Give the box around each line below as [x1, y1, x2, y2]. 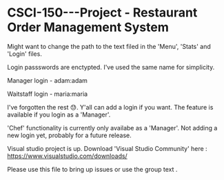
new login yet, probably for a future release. [7, 131, 132, 139]
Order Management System [7, 19, 169, 35]
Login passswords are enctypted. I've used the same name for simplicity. [7, 63, 215, 71]
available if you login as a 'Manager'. [7, 110, 111, 119]
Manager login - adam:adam [7, 76, 88, 84]
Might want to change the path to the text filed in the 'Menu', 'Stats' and [7, 42, 212, 50]
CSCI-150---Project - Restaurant [7, 5, 198, 21]
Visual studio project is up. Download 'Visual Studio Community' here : [7, 144, 208, 152]
